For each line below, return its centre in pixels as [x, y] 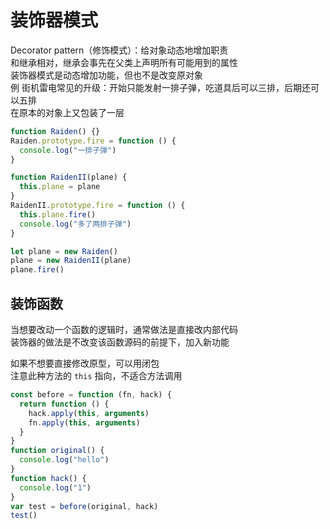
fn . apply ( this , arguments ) [84, 422]
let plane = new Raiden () [64, 251]
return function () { [64, 404]
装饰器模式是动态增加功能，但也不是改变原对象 [106, 75]
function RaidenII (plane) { [69, 177]
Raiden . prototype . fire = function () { [93, 141]
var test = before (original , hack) [84, 506]
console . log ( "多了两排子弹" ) [75, 224]
